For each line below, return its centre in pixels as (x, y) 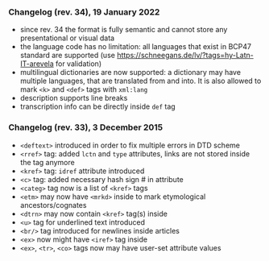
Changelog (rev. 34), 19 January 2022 (84, 12)
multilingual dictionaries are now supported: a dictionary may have (130, 72)
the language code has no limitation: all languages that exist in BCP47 (136, 47)
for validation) (79, 64)
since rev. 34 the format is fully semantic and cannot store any (124, 30)
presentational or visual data (67, 38)
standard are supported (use (67, 56)
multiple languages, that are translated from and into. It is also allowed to (141, 81)
